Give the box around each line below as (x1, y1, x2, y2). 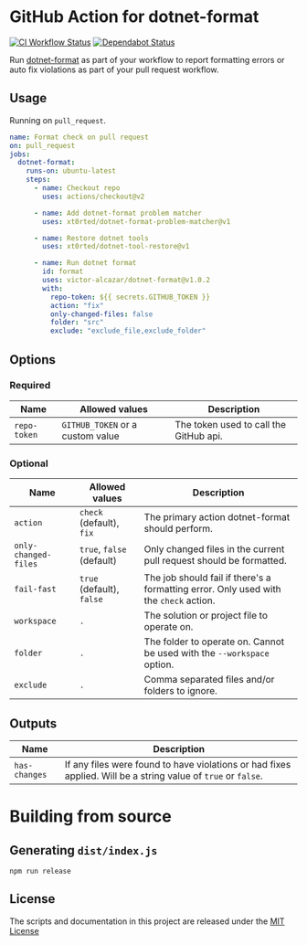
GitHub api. (175, 430, 223, 442)
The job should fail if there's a (143, 571, 271, 584)
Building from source (9, 806, 172, 827)
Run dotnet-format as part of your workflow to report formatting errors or (9, 54, 285, 65)
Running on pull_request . (9, 114, 107, 125)
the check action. (143, 594, 216, 607)
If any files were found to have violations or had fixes (64, 758, 291, 770)
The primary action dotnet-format (143, 511, 291, 524)
